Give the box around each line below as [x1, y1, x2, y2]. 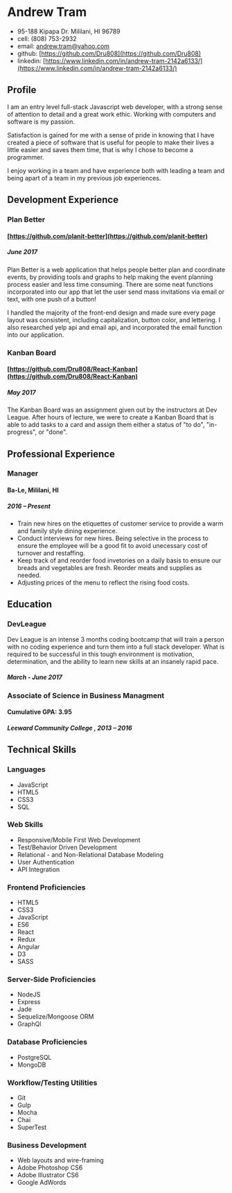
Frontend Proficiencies [7, 883, 86, 892]
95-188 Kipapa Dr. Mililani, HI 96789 [17, 27, 121, 35]
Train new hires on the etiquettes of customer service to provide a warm [17, 519, 224, 528]
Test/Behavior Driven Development [17, 843, 118, 851]
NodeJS [17, 990, 41, 999]
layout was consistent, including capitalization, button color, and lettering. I [7, 315, 221, 324]
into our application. [7, 331, 64, 339]
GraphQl [17, 1020, 42, 1028]
